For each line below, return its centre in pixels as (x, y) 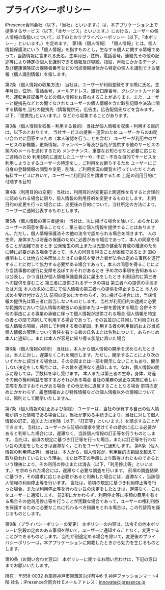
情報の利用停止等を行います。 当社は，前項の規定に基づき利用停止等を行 (83, 482)
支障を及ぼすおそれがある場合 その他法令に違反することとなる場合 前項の (79, 386)
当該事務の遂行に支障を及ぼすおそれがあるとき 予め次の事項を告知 (76, 270)
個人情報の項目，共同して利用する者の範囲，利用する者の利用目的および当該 (82, 326)
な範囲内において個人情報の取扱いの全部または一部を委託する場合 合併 (77, 307)
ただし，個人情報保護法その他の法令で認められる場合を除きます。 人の (85, 233)
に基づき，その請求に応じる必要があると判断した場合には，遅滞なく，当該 (80, 476)
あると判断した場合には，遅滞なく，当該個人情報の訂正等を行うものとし (78, 433)
